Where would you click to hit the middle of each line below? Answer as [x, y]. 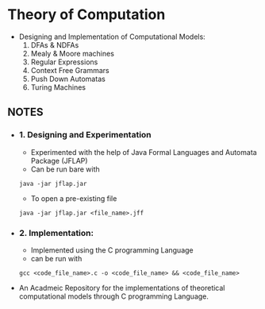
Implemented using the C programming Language [112, 250]
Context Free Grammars [70, 70]
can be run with [56, 258]
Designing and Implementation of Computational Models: [112, 37]
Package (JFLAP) [59, 160]
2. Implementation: [56, 233]
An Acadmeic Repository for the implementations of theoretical [122, 288]
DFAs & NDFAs [55, 44]
